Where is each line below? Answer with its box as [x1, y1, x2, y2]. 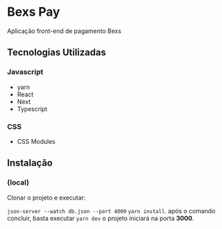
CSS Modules [16, 137, 56, 145]
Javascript [7, 67, 44, 77]
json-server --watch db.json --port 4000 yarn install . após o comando [7, 206, 216, 215]
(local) [7, 178, 29, 187]
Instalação [7, 157, 53, 169]
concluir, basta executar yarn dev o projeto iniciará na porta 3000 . [7, 214, 195, 222]
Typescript [16, 104, 48, 113]
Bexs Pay [7, 4, 60, 20]
